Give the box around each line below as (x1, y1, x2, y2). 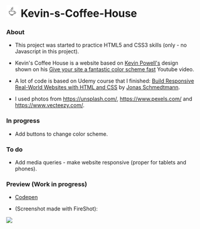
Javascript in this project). (14, 48, 79, 55)
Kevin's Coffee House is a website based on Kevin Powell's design (14, 59, 179, 67)
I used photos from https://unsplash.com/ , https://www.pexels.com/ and (14, 95, 193, 103)
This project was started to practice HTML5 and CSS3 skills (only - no (14, 41, 187, 49)
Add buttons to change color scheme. (14, 130, 108, 138)
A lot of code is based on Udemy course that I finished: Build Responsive (14, 77, 195, 85)
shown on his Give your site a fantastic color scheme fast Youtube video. (14, 66, 195, 73)
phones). (14, 165, 38, 172)
